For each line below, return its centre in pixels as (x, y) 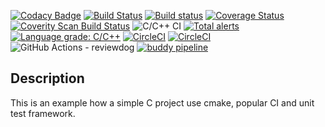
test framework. (43, 113)
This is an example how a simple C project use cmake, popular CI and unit (162, 102)
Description (47, 78)
